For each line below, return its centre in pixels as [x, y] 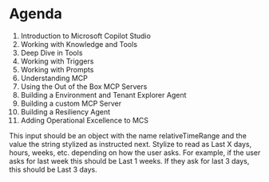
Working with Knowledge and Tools [79, 44]
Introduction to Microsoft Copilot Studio [85, 36]
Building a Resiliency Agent [65, 111]
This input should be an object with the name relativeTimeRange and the [128, 135]
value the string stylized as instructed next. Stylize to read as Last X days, [131, 144]
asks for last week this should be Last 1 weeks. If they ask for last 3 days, [129, 161]
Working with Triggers [57, 61]
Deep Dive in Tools [51, 52]
